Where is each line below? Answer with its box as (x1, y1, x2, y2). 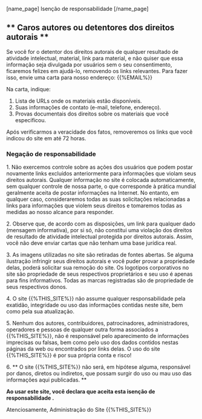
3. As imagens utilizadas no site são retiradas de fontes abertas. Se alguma (6, 251, 194, 259)
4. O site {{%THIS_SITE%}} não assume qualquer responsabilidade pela (6, 295, 186, 302)
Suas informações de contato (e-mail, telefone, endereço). (15, 103, 161, 111)
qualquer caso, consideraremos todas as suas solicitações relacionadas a (6, 196, 191, 203)
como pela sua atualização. (6, 308, 74, 315)
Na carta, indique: (6, 85, 51, 93)
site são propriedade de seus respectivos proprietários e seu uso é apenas (6, 270, 193, 278)
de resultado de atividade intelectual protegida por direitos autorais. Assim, (6, 233, 194, 241)
